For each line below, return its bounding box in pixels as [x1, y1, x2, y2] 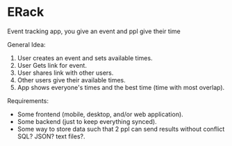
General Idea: [7, 40, 47, 48]
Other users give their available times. [17, 75, 126, 84]
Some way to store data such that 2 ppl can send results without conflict [17, 125, 225, 133]
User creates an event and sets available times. [17, 53, 153, 62]
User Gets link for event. [17, 61, 87, 69]
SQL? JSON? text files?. [17, 132, 85, 140]
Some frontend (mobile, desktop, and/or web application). [17, 110, 184, 118]
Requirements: [7, 96, 49, 104]
